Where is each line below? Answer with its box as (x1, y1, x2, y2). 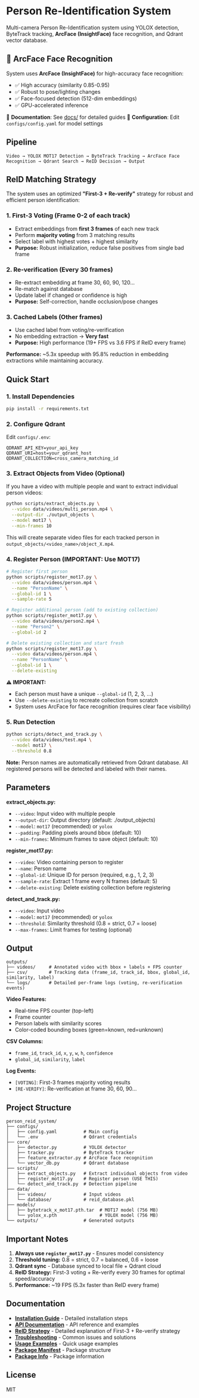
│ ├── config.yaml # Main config (6, 1129, 119, 1135)
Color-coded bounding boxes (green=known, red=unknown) (14, 1026, 164, 1034)
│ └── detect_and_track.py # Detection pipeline (6, 1181, 137, 1187)
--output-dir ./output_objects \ (11, 512, 95, 518)
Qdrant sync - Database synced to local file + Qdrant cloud (14, 1262, 161, 1270)
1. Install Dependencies (6, 392, 75, 401)
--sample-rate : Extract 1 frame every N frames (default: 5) (14, 877, 158, 884)
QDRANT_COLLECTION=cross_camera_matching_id (6, 456, 119, 462)
